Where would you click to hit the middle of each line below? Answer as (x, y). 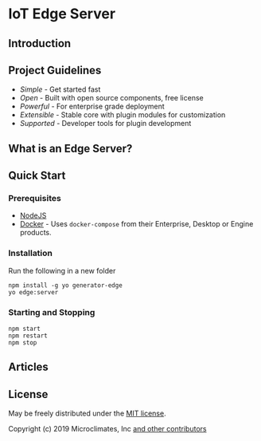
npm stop (23, 343)
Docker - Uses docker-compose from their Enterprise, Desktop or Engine (136, 224)
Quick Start (37, 176)
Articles (29, 367)
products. (35, 233)
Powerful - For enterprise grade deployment (92, 106)
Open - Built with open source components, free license (112, 98)
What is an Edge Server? (70, 148)
